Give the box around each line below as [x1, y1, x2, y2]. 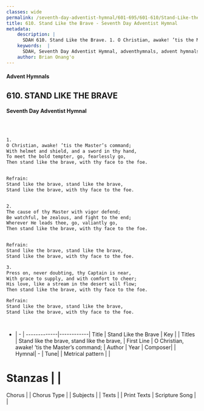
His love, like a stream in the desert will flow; [6, 281, 137, 287]
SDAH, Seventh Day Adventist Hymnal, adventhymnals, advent [22, 49, 178, 55]
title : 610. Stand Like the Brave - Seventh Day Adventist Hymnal [6, 20, 178, 26]
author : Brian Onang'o [17, 54, 75, 60]
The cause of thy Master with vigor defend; [6, 209, 121, 215]
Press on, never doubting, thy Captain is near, [6, 270, 132, 276]
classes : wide [6, 8, 42, 15]
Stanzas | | [6, 372, 62, 385]
